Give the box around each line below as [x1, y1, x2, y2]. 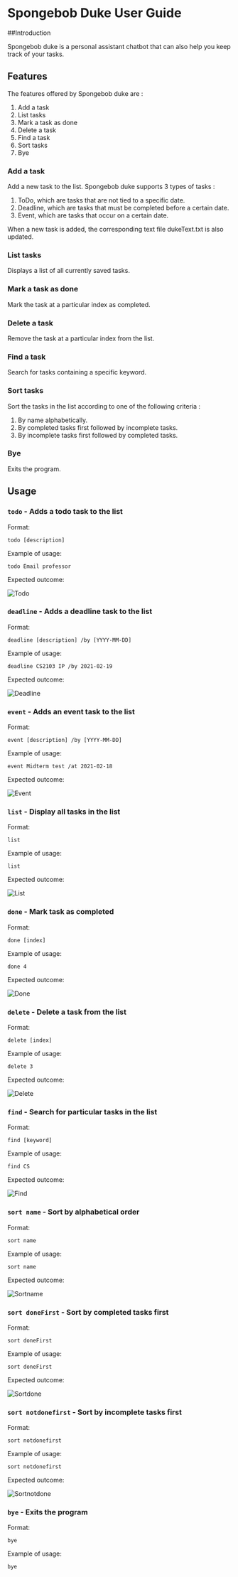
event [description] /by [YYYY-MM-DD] [7, 737, 122, 744]
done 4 [7, 963, 27, 970]
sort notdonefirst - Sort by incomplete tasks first [7, 1407, 183, 1417]
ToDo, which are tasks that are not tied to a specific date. [17, 196, 185, 205]
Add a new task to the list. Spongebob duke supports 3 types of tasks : [7, 183, 215, 191]
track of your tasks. [7, 50, 65, 58]
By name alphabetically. [17, 416, 88, 424]
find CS [7, 1163, 31, 1170]
